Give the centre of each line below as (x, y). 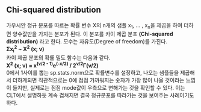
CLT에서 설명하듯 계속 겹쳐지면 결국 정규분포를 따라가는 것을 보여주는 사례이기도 (100, 95)
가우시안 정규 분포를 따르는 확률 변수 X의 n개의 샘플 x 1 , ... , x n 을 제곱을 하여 (94, 26)
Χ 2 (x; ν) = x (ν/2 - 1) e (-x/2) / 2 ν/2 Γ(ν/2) (52, 65)
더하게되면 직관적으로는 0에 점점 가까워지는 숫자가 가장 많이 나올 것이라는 (98, 80)
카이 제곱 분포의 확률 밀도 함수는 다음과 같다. (58, 58)
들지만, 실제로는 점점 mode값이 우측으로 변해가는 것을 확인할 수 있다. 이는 (99, 87)
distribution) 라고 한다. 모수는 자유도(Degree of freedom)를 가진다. (87, 41)
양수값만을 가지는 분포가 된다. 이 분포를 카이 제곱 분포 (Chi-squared (93, 34)
